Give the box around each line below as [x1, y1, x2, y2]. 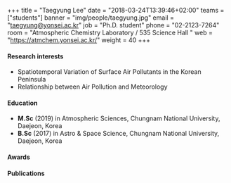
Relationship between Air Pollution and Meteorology [17, 82, 168, 91]
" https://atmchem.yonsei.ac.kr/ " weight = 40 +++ [7, 36, 151, 44]
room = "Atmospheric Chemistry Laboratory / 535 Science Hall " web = [7, 28, 213, 37]
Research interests [7, 52, 64, 61]
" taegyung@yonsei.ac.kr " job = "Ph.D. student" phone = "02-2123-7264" [7, 21, 220, 29]
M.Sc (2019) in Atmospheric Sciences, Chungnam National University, [17, 114, 220, 122]
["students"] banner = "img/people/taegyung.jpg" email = [7, 13, 174, 22]
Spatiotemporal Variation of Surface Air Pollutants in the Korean [17, 68, 202, 76]
